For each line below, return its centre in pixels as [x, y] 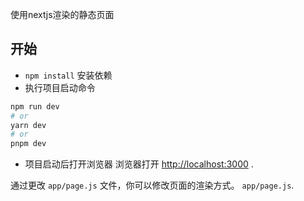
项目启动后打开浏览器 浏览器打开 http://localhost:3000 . [139, 164]
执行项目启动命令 [60, 87]
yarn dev [28, 125]
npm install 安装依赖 [68, 75]
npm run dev [35, 106]
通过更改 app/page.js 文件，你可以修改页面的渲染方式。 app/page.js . [152, 185]
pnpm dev [28, 144]
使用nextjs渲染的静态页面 [62, 14]
